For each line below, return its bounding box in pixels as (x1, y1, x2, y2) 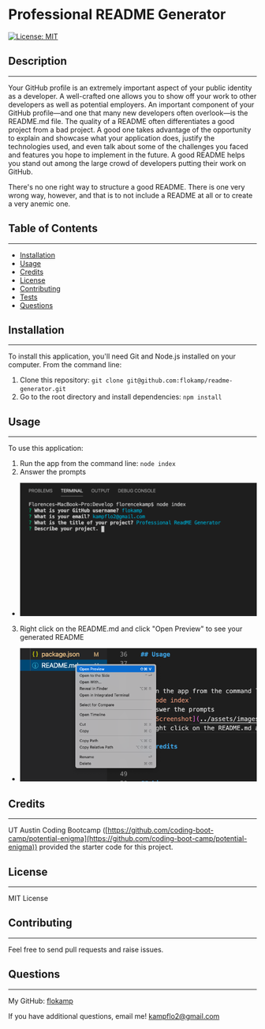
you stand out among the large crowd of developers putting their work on (8, 158, 247, 167)
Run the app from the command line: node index (19, 459, 176, 468)
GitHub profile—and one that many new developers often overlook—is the (8, 108, 248, 118)
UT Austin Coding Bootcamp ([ (8, 825, 108, 835)
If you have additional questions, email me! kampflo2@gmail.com (8, 1011, 220, 1020)
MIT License (8, 894, 49, 903)
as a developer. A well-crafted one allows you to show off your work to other (8, 91, 257, 100)
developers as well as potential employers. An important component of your (8, 100, 255, 109)
